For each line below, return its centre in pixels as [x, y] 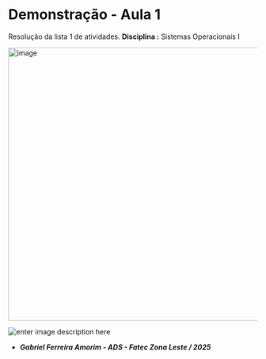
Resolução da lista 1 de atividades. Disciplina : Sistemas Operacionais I [124, 36]
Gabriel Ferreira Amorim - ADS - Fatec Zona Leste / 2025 [115, 347]
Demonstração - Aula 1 [84, 15]
